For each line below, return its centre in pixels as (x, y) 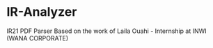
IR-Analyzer (42, 12)
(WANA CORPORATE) (38, 38)
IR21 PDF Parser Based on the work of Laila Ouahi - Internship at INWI (106, 31)
